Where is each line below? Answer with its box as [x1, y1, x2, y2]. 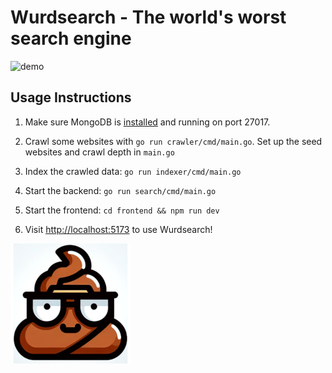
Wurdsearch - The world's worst [10, 6, 287, 29]
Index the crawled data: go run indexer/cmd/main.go [24, 165, 242, 177]
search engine [10, 27, 132, 50]
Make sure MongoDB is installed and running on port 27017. [24, 116, 271, 128]
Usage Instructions [10, 89, 132, 106]
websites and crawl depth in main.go [24, 146, 175, 158]
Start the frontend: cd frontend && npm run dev [24, 204, 220, 216]
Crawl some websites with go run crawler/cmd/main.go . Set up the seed [24, 135, 323, 147]
